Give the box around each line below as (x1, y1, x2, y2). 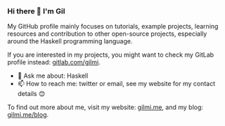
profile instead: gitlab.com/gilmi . (7, 58, 101, 66)
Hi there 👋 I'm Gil (7, 6, 65, 16)
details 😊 (17, 90, 46, 98)
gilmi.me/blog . (7, 111, 49, 119)
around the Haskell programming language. (7, 37, 133, 45)
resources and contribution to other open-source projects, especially (7, 29, 207, 38)
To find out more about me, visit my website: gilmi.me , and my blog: (7, 103, 204, 111)
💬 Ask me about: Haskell (17, 71, 89, 80)
